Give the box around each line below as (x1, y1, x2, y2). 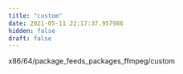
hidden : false (8, 27, 56, 35)
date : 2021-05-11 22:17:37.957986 (8, 19, 124, 27)
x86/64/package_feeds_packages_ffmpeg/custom (8, 56, 175, 66)
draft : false (8, 34, 52, 43)
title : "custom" (8, 11, 63, 20)
